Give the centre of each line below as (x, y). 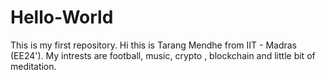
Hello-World (62, 17)
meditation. (33, 66)
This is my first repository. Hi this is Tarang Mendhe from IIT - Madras (154, 45)
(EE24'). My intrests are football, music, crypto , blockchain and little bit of (163, 55)
